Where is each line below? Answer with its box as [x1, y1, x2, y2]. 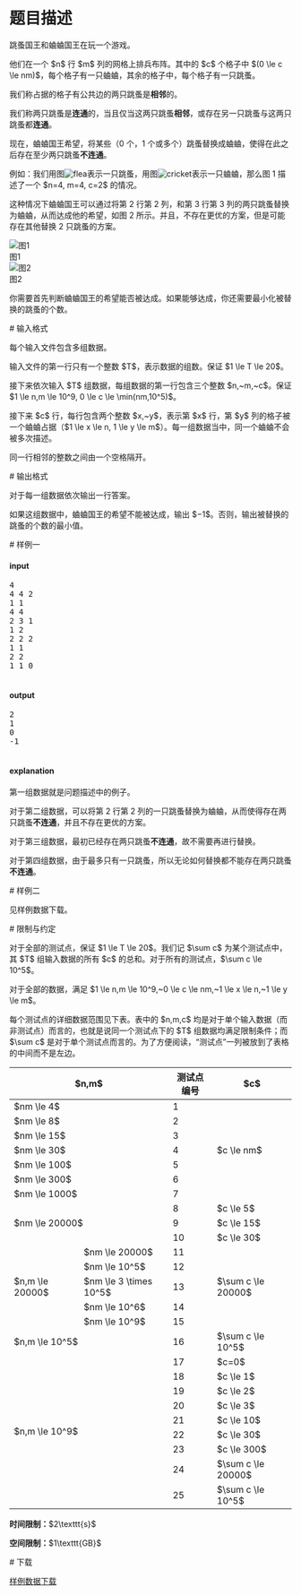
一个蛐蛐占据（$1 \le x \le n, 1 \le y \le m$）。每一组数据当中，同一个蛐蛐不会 [9, 421, 290, 432]
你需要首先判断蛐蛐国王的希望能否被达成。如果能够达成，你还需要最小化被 [9, 292, 284, 303]
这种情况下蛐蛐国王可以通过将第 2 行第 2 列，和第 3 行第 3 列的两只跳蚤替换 [9, 198, 289, 209]
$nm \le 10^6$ [83, 1300, 146, 1313]
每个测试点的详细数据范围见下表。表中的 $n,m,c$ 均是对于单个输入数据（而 [9, 1013, 288, 1024]
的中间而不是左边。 [9, 1048, 81, 1058]
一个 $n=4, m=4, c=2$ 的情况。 [24, 179, 142, 190]
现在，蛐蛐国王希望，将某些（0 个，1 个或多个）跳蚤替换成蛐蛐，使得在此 [9, 138, 281, 149]
